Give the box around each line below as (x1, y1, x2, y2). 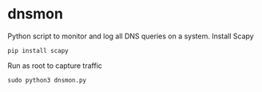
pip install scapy (7, 46, 69, 54)
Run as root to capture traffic (7, 61, 103, 70)
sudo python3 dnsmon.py (7, 76, 87, 84)
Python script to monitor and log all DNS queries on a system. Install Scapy (7, 31, 254, 41)
